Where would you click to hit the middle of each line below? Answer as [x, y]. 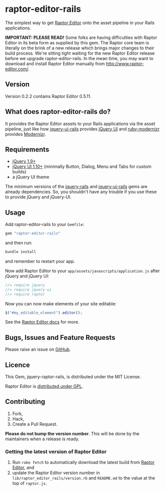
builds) [19, 172]
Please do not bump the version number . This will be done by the [72, 433]
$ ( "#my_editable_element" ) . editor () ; [44, 313]
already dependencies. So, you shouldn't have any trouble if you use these [81, 192]
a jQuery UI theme [31, 177]
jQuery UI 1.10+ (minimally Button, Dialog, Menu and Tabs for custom [82, 166]
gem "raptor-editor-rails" [33, 233]
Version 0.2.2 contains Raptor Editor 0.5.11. [48, 96]
